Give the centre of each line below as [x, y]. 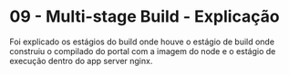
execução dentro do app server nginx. [81, 61]
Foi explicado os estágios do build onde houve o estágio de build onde [142, 42]
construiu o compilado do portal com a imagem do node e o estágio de [143, 51]
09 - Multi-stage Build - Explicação [144, 17]
